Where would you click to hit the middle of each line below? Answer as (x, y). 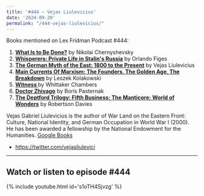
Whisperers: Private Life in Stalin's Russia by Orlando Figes (91, 59)
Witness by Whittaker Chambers (56, 85)
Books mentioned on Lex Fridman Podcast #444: (68, 41)
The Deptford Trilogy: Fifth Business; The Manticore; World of (95, 97)
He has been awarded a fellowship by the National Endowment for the (93, 129)
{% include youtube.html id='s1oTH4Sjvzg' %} (64, 187)
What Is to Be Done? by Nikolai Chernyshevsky (74, 52)
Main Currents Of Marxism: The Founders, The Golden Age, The (97, 72)
